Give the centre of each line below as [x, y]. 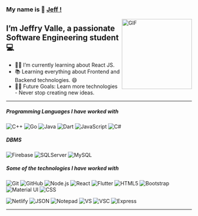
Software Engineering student [62, 38]
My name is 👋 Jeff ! [34, 9]
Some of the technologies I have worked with [62, 168]
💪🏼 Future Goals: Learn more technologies [66, 86]
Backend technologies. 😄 [46, 80]
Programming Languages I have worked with [62, 112]
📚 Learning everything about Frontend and [67, 71]
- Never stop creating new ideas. [55, 92]
